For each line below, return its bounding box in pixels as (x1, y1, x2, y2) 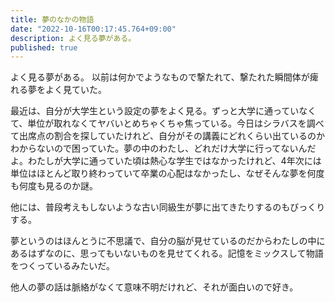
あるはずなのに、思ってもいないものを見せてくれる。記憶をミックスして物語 (10, 247, 324, 260)
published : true (10, 42, 78, 53)
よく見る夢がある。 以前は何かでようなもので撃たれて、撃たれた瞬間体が (10, 71, 310, 83)
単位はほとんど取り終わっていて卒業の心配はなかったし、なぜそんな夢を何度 (10, 167, 325, 180)
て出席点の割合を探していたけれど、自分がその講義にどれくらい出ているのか (10, 130, 325, 142)
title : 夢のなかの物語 (10, 14, 95, 25)
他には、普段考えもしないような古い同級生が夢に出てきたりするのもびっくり (10, 201, 326, 213)
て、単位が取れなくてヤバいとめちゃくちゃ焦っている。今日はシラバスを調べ (10, 117, 325, 130)
